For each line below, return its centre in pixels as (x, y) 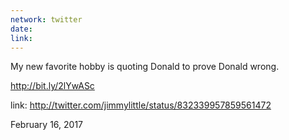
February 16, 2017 (47, 125)
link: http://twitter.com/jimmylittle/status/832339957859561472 (141, 105)
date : (21, 29)
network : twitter (46, 19)
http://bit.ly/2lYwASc (52, 86)
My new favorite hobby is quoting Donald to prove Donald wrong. (145, 67)
